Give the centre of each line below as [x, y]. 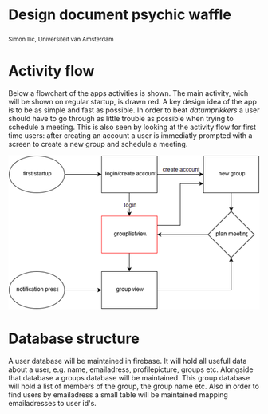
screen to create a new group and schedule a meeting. [98, 144]
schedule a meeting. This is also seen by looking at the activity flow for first [132, 127]
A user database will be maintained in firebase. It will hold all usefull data [128, 361]
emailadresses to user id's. [53, 403]
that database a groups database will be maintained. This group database [129, 377]
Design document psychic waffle [120, 15]
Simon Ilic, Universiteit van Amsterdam [61, 39]
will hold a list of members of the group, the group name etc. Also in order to [134, 386]
